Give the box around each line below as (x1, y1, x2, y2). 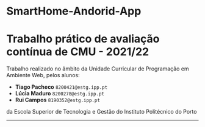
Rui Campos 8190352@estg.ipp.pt (15, 96, 101, 104)
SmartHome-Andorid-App (6, 4, 142, 18)
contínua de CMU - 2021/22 (6, 45, 149, 59)
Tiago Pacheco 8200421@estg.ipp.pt (15, 83, 108, 91)
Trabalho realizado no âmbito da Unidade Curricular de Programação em (6, 65, 189, 72)
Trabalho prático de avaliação (6, 32, 160, 46)
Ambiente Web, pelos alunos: (6, 72, 81, 79)
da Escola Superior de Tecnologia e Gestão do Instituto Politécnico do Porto (6, 108, 197, 115)
